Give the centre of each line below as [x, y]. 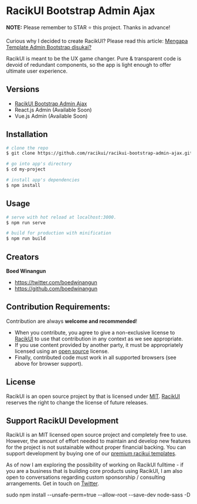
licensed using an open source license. [62, 351]
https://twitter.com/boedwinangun [56, 282]
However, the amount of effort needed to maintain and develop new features [98, 441]
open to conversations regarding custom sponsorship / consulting [86, 477]
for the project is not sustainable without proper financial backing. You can [96, 447]
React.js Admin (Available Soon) [53, 110]
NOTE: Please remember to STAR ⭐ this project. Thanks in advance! [88, 27]
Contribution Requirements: [58, 307]
